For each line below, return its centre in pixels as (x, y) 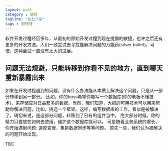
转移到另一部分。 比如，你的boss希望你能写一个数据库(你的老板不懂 (79, 97)
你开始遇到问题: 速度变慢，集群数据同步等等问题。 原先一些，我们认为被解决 (84, 128)
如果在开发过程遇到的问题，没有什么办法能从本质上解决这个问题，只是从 (79, 91)
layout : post (19, 10)
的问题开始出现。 (23, 134)
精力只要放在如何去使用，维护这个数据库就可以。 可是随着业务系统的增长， (82, 122)
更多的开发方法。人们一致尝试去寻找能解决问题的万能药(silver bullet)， (78, 45)
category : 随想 (21, 14)
